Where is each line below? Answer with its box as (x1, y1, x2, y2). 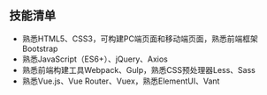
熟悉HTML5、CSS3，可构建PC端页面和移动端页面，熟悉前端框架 (21, 33, 259, 44)
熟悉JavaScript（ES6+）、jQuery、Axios (21, 54, 168, 64)
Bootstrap (21, 43, 58, 54)
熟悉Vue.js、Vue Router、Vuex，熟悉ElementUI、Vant (21, 76, 220, 86)
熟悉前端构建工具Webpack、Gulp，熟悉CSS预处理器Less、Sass (21, 64, 256, 75)
